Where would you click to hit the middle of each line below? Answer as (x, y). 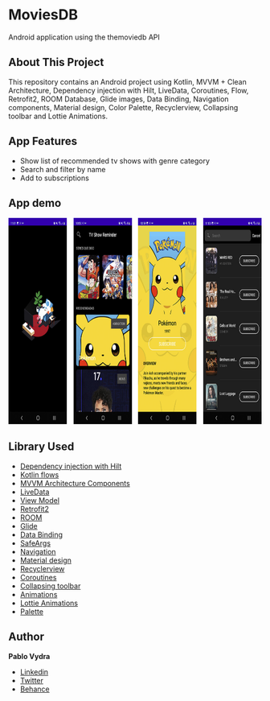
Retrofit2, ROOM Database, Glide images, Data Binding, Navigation (119, 99)
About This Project (56, 62)
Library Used (41, 447)
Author (26, 637)
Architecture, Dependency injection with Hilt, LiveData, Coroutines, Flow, (129, 90)
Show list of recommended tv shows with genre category (115, 161)
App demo (35, 203)
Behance (35, 689)
